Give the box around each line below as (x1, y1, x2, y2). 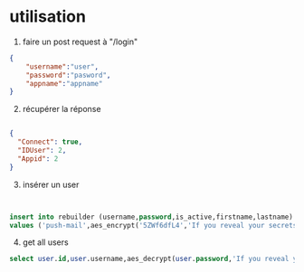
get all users (22, 237, 70, 248)
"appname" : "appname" (25, 79, 103, 88)
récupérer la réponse (22, 104, 101, 115)
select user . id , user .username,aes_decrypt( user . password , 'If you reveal (9, 255, 290, 264)
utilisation (9, 6, 86, 27)
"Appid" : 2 (17, 154, 59, 164)
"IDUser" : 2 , (17, 146, 67, 155)
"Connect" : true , (17, 137, 83, 146)
